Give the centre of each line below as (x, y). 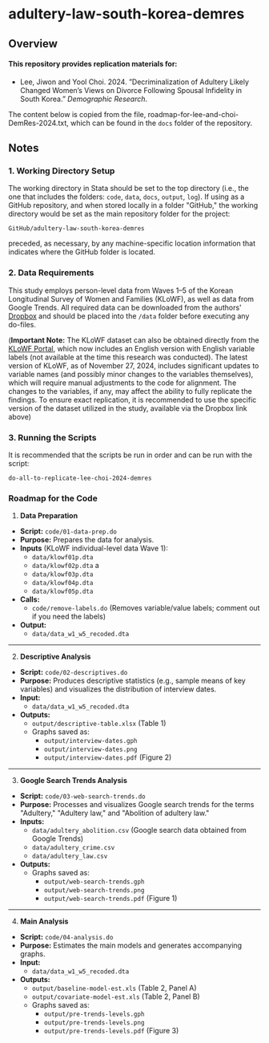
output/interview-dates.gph (90, 741)
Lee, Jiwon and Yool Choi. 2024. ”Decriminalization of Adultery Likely (134, 82)
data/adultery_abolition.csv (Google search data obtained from (139, 830)
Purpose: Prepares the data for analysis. (87, 540)
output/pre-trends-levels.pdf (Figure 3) (111, 1031)
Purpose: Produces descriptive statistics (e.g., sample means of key (132, 681)
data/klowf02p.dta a (66, 566)
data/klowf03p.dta (62, 574)
